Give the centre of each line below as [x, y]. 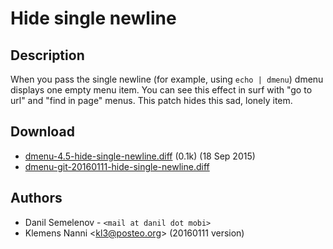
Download [42, 132]
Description [47, 55]
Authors [36, 198]
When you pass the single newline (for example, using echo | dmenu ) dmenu [167, 79]
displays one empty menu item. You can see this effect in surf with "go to [161, 90]
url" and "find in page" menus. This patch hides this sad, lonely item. [151, 100]
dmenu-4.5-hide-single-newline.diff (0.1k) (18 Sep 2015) [140, 156]
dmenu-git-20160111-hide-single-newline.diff [117, 166]
